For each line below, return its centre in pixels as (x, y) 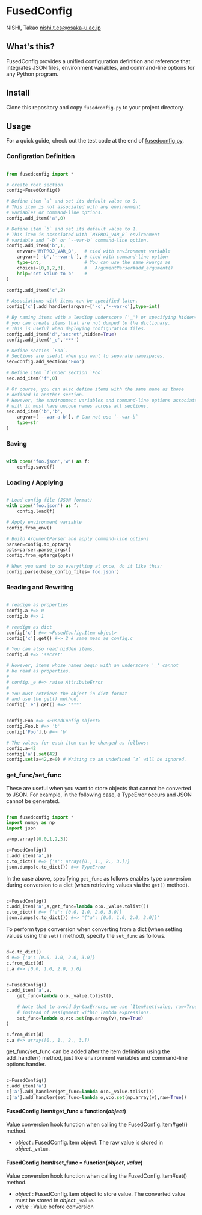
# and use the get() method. (43, 699)
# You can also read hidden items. (51, 649)
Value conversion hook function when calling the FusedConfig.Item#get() (97, 1124)
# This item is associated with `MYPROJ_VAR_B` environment (83, 235)
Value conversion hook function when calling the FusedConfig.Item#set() (97, 1176)
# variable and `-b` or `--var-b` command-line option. (78, 240)
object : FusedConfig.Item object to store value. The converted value (100, 1194)
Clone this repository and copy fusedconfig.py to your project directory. (95, 107)
